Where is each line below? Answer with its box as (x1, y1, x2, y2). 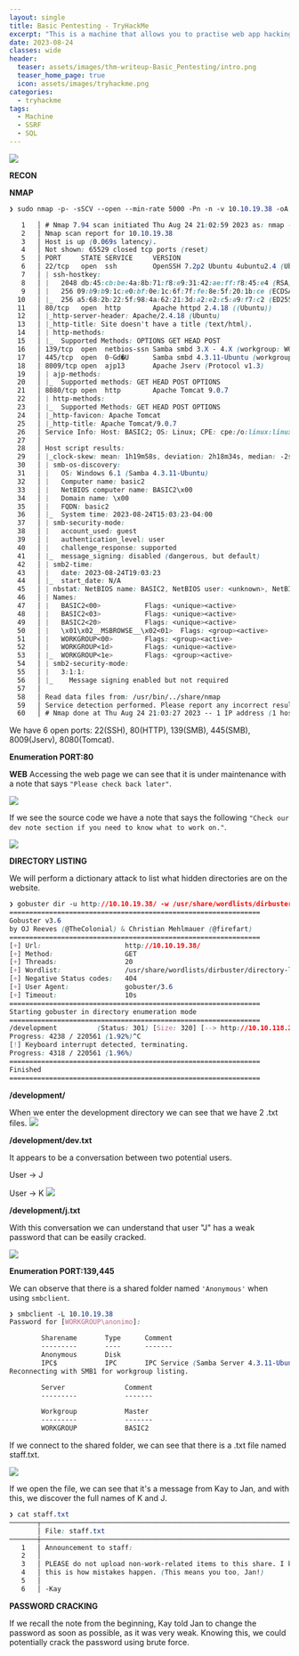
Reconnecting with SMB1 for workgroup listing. (9, 1367, 190, 1376)
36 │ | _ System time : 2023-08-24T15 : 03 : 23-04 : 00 (17, 510, 214, 519)
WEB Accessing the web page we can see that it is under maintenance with (9, 769, 287, 780)
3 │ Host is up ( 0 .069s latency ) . (20, 237, 158, 246)
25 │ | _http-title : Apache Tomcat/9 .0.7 (17, 419, 177, 428)
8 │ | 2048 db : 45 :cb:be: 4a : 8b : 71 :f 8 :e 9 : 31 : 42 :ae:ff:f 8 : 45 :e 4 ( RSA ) (20, 278, 293, 288)
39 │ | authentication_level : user (17, 535, 166, 544)
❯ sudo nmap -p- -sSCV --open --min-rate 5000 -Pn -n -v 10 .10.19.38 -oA (9, 204, 289, 214)
